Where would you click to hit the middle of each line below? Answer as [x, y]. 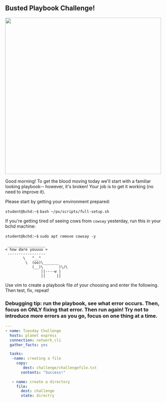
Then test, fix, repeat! [27, 290]
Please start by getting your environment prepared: [58, 201]
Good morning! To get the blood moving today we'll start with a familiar [78, 181]
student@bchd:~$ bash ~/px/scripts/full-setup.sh [57, 212]
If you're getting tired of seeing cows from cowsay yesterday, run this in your [83, 221]
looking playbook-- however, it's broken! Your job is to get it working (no [79, 186]
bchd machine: [20, 226]
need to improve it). [25, 192]
